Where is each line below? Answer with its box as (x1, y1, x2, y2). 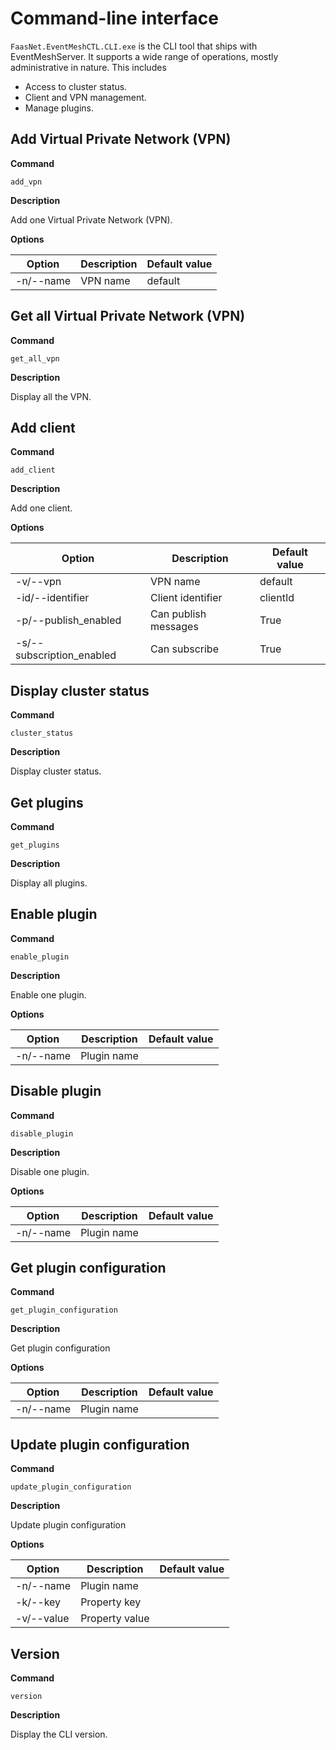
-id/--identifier (15, 591, 90, 605)
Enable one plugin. (10, 988, 87, 1001)
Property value (80, 1612, 150, 1626)
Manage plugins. (24, 102, 95, 114)
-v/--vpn (15, 575, 62, 589)
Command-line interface (10, 7, 219, 30)
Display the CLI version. (10, 1728, 108, 1741)
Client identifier (150, 591, 223, 605)
